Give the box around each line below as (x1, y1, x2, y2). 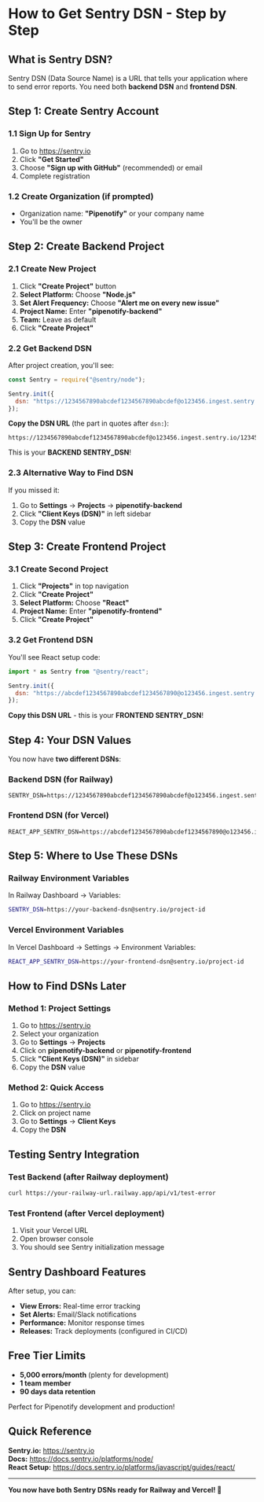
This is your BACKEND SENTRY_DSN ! (8, 447, 132, 457)
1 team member (19, 1378, 71, 1388)
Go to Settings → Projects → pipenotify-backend (19, 500, 182, 510)
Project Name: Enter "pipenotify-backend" (19, 306, 163, 315)
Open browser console (19, 1234, 94, 1243)
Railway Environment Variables (8, 872, 130, 883)
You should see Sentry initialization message (19, 1242, 165, 1252)
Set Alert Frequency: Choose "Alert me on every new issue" (19, 298, 220, 307)
